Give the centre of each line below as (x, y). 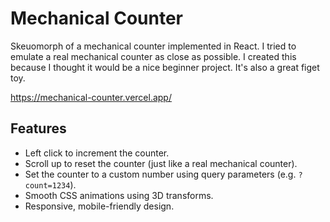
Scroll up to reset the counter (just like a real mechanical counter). (161, 163)
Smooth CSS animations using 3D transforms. (119, 195)
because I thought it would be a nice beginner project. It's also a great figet (165, 67)
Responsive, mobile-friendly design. (99, 206)
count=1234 (47, 185)
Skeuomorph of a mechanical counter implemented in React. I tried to (153, 46)
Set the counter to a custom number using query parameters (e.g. (160, 174)
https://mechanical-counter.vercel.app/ (91, 97)
